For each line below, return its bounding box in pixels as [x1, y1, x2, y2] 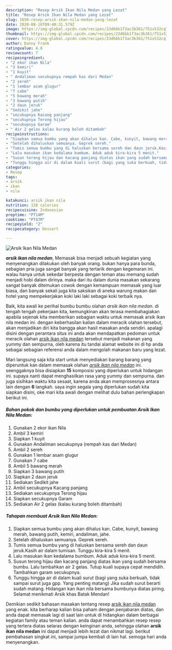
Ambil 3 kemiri [13, 430, 44, 436]
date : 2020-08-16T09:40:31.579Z [6, 22, 75, 27]
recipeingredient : [6, 55, 45, 60]
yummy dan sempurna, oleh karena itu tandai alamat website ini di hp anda [6, 341, 163, 347]
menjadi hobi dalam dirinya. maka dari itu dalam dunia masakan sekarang [6, 277, 160, 282]
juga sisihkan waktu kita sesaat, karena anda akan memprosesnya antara [6, 378, 160, 384]
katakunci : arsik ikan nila [6, 198, 66, 203]
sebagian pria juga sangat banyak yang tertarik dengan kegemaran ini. [6, 266, 154, 272]
